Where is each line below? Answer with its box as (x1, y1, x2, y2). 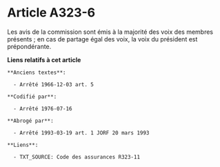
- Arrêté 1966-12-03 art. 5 (13, 81, 94, 88)
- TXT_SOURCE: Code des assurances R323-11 (13, 153, 140, 160)
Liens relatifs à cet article (7, 55, 81, 63)
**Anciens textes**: (7, 69, 67, 76)
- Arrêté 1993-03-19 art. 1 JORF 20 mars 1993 (13, 129, 150, 136)
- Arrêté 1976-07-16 (13, 105, 72, 112)
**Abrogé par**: (7, 117, 54, 124)
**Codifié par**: (7, 93, 57, 100)
